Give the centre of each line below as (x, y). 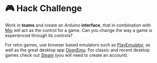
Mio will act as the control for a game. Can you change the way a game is (79, 30)
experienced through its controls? (39, 35)
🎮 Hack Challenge (43, 8)
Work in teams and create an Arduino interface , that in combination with (78, 25)
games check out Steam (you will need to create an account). (67, 55)
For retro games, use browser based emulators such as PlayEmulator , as (78, 45)
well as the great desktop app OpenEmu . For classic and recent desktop (77, 50)
